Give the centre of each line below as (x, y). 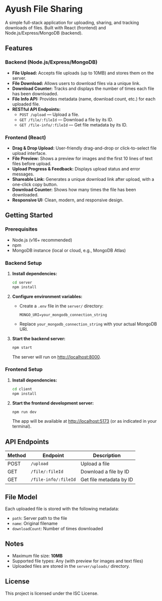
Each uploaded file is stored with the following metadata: (62, 509)
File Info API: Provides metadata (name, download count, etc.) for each (84, 99)
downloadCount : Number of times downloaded (58, 529)
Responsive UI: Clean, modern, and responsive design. (68, 200)
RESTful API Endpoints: (36, 109)
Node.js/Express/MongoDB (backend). (44, 33)
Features (19, 48)
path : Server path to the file (40, 518)
